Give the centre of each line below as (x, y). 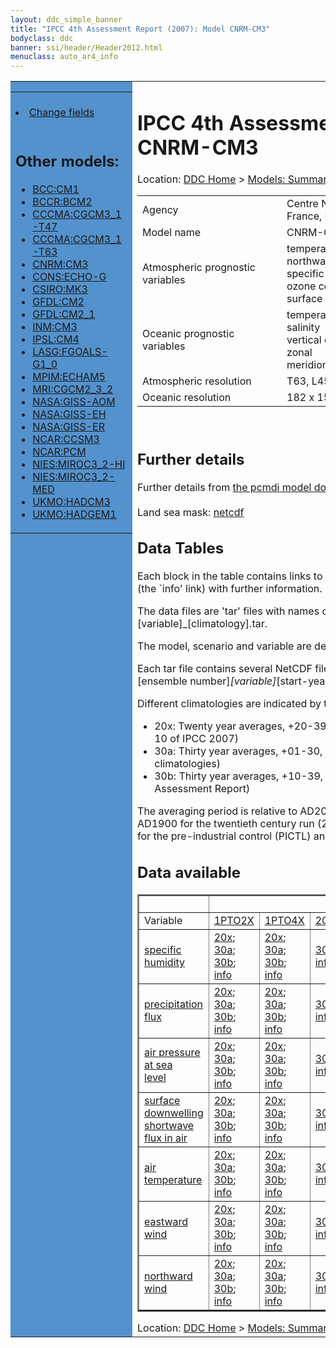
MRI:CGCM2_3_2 (73, 389)
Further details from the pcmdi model (224, 487)
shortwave (169, 1125)
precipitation (174, 1004)
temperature (173, 1179)
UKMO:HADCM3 (71, 501)
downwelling (174, 1113)
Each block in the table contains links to (230, 576)
